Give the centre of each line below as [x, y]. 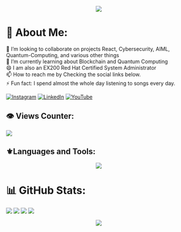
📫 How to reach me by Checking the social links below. [73, 74]
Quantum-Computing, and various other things [63, 55]
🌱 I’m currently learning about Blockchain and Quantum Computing [87, 61]
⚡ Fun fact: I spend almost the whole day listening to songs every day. [91, 83]
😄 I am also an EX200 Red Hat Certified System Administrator [81, 67]
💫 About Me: [37, 33]
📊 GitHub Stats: [46, 190]
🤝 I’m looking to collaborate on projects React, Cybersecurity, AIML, [88, 49]
